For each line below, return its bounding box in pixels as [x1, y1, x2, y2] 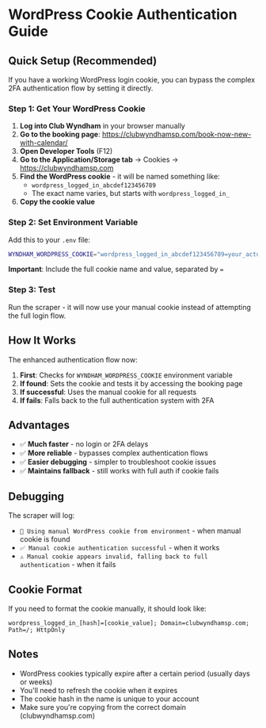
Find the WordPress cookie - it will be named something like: [19, 172, 220, 182]
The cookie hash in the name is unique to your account [19, 694, 199, 703]
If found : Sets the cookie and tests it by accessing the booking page [19, 378, 243, 388]
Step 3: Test [8, 284, 55, 295]
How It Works [8, 334, 77, 347]
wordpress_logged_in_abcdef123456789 [31, 182, 157, 190]
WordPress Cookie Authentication [8, 6, 237, 24]
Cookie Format [8, 583, 82, 596]
